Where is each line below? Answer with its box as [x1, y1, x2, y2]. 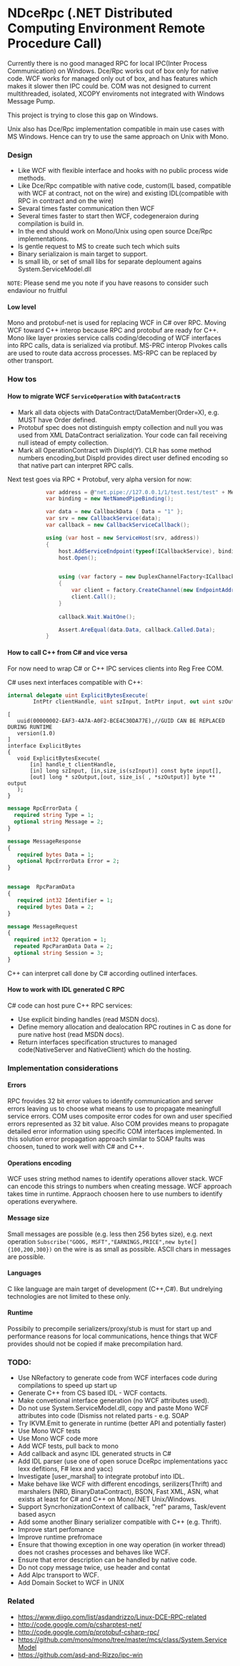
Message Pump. [7, 96, 56, 105]
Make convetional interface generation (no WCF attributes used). [17, 1396, 209, 1405]
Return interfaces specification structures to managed [17, 1038, 177, 1046]
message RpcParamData [7, 883, 75, 890]
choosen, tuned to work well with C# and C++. [7, 1143, 145, 1151]
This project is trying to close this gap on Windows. [7, 111, 159, 119]
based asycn [17, 1510, 56, 1519]
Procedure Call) [7, 36, 102, 51]
